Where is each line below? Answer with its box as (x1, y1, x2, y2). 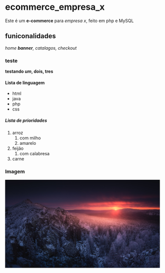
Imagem (5, 168, 26, 175)
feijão (12, 145, 24, 151)
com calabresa (19, 151, 50, 157)
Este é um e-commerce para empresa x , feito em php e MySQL (5, 18, 134, 24)
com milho (19, 135, 41, 141)
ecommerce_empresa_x (5, 1, 105, 13)
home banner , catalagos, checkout (5, 45, 77, 51)
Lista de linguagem (5, 80, 45, 85)
